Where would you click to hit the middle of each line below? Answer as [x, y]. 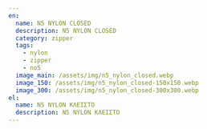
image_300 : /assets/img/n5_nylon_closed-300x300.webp [107, 90]
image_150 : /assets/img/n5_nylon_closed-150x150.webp [107, 83]
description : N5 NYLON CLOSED [66, 30]
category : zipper [45, 38]
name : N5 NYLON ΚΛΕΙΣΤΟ [55, 105]
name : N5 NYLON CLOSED [53, 23]
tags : [25, 46]
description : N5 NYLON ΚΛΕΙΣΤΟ [68, 113]
